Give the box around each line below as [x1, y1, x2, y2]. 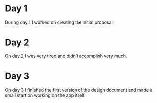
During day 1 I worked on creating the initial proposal [5, 19, 113, 25]
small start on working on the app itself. [5, 92, 86, 98]
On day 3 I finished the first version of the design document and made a [5, 87, 153, 93]
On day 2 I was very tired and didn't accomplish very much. [5, 53, 128, 59]
